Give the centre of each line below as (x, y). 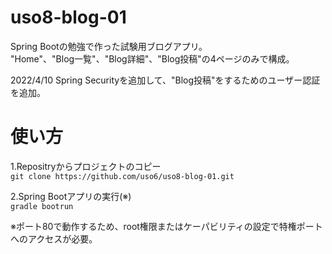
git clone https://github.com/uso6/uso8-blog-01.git (122, 176)
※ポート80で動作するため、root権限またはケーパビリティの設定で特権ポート (166, 226)
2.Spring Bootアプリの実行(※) (71, 196)
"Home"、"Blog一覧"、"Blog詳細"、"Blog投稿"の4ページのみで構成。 (152, 58)
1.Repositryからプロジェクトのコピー (86, 166)
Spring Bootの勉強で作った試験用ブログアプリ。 (109, 46)
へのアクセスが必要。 (54, 238)
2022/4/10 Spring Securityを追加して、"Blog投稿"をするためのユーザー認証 (165, 80)
